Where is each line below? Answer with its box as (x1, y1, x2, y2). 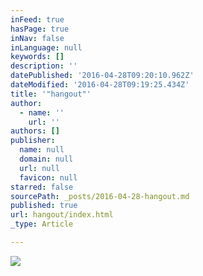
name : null (19, 145, 65, 155)
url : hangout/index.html (10, 210, 114, 220)
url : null (19, 163, 60, 173)
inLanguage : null (10, 42, 83, 53)
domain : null (19, 154, 74, 164)
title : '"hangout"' (10, 89, 92, 99)
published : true (10, 201, 78, 211)
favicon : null (19, 172, 78, 183)
